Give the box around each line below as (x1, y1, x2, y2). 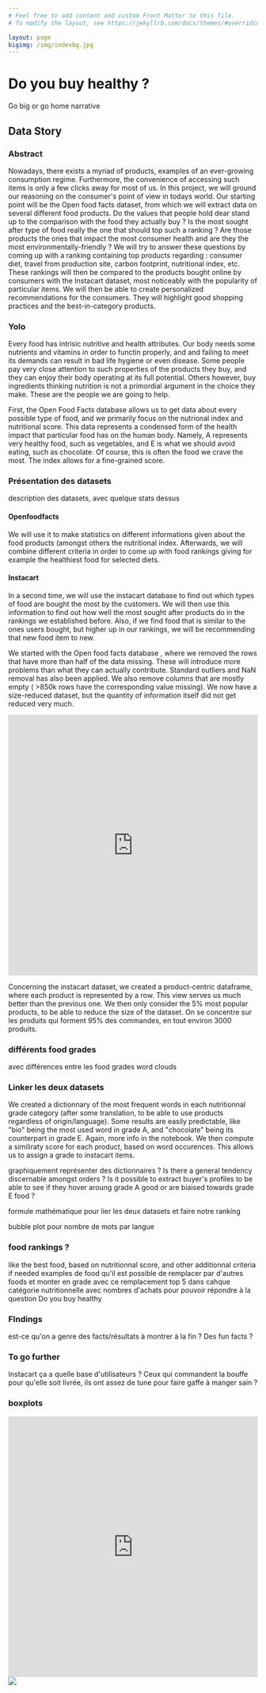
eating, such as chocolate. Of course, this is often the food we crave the (8, 447, 244, 457)
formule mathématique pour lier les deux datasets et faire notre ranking (8, 1207, 241, 1216)
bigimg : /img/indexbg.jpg (8, 41, 93, 48)
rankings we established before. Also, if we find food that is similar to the (8, 616, 246, 625)
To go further (8, 1351, 61, 1363)
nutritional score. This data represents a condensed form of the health (8, 422, 237, 431)
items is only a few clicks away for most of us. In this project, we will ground (8, 183, 256, 192)
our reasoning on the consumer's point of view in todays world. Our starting (8, 191, 256, 201)
